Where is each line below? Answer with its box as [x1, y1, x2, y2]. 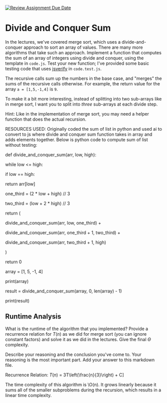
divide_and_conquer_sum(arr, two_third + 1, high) [5, 239, 106, 245]
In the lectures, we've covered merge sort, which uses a [5, 39, 121, 45]
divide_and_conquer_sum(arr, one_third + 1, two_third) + [5, 229, 121, 236]
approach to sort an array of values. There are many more [23, 44, 143, 50]
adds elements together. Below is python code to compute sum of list [5, 136, 148, 143]
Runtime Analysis [5, 312, 61, 321]
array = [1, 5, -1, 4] [5, 268, 43, 274]
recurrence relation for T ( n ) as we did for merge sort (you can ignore [5, 331, 147, 337]
